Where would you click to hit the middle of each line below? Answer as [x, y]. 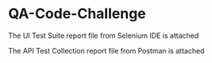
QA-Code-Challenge [77, 14]
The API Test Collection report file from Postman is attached [106, 50]
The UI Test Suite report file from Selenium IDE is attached [104, 35]
